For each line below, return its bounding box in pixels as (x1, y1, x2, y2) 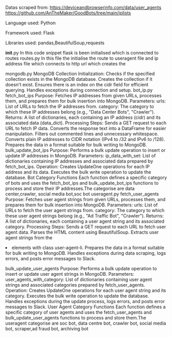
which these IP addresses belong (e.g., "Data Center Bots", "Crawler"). (5, 109, 155, 115)
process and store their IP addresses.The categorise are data (5, 185, 135, 191)
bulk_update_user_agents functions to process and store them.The (5, 315, 146, 321)
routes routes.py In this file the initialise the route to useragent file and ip (5, 55, 159, 61)
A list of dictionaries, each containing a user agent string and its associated (5, 218, 165, 224)
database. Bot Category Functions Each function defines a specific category (5, 174, 167, 181)
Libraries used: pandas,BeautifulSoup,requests (5, 40, 105, 46)
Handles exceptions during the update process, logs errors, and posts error (5, 298, 165, 304)
